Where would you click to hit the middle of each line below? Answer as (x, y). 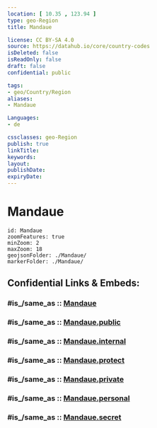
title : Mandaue (30, 27)
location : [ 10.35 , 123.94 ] (52, 14)
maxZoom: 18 (25, 249)
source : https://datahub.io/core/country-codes (79, 47)
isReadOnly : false (34, 60)
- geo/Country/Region (39, 92)
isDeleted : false (33, 53)
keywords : (22, 157)
